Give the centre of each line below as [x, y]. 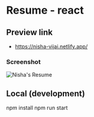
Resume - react [45, 10]
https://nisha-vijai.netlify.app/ [51, 46]
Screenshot [23, 62]
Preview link [29, 32]
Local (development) [46, 94]
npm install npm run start [37, 108]
